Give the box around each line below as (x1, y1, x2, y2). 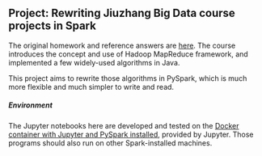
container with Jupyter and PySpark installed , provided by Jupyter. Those (8, 129, 254, 139)
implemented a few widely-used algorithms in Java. (8, 57, 180, 67)
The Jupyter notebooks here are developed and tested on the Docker (8, 120, 239, 130)
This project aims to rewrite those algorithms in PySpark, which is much (8, 73, 247, 83)
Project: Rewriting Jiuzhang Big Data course (8, 6, 236, 20)
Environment (8, 100, 53, 110)
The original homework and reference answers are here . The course (8, 40, 236, 50)
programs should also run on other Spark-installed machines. (8, 137, 213, 148)
